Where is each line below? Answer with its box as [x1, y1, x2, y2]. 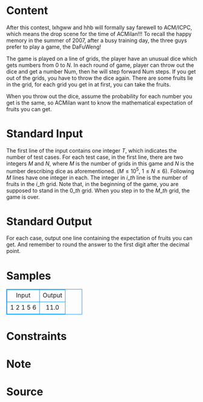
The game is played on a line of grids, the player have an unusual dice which [6, 55, 198, 62]
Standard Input [6, 127, 83, 140]
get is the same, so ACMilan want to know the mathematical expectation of [6, 99, 193, 106]
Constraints [6, 329, 67, 343]
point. [6, 248, 21, 255]
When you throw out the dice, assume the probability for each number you [6, 92, 193, 100]
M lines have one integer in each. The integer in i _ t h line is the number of [6, 174, 188, 181]
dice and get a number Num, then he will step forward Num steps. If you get [6, 68, 196, 75]
